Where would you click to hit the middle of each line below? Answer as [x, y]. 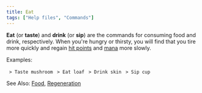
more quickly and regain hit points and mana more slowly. [79, 48]
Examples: [19, 60]
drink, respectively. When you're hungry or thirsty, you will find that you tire [101, 41]
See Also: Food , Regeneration [44, 83]
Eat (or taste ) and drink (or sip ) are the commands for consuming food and [101, 35]
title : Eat [20, 12]
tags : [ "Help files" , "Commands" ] [50, 18]
